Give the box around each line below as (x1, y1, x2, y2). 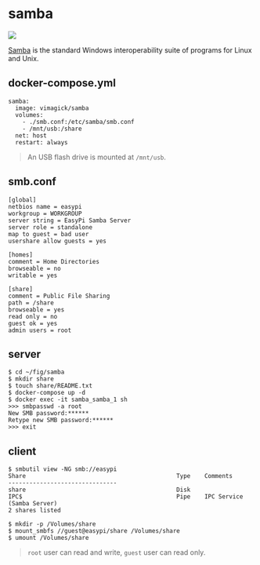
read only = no (8, 312, 58, 320)
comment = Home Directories (8, 257, 100, 265)
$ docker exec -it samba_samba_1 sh (8, 395, 128, 404)
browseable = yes (8, 305, 65, 314)
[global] (8, 195, 37, 204)
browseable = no (8, 264, 61, 272)
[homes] (8, 250, 34, 259)
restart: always (15, 138, 68, 146)
